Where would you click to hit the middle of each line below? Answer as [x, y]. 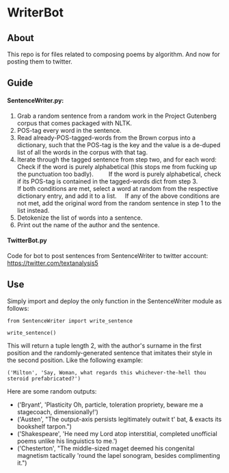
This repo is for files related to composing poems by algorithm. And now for [113, 54]
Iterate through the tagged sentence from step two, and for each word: [117, 159]
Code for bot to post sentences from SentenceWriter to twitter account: [108, 255]
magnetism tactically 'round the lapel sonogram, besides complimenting [119, 455]
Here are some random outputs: [52, 391]
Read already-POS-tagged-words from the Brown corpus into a [106, 138]
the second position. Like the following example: [75, 360]
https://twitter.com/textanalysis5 [53, 263]
